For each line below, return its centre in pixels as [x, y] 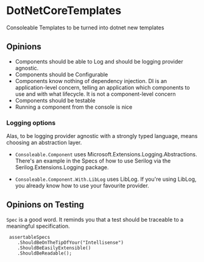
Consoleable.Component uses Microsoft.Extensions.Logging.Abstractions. [106, 155]
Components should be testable [55, 100]
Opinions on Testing [45, 205]
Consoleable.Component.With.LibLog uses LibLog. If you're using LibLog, [106, 179]
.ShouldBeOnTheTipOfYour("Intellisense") [70, 242]
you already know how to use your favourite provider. [82, 186]
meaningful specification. [38, 226]
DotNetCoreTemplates [64, 11]
